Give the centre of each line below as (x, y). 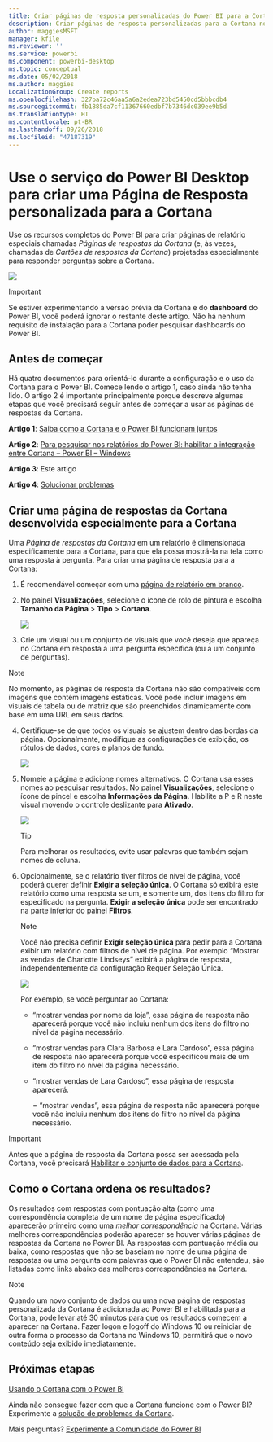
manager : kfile (34, 39)
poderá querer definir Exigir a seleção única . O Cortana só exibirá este (139, 885)
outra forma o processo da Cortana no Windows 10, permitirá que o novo (130, 1335)
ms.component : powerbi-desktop (61, 62)
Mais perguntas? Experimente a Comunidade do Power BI (105, 1429)
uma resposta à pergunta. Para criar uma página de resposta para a (122, 560)
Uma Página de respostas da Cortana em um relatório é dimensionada (127, 543)
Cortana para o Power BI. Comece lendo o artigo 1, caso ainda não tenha (130, 387)
